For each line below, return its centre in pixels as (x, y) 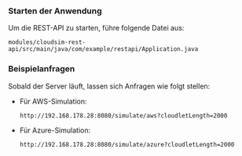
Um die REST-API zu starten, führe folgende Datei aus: (96, 28)
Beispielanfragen (42, 69)
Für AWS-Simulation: (53, 101)
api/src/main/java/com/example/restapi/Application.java (103, 49)
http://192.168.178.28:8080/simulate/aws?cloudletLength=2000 (123, 115)
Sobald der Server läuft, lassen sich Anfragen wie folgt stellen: (109, 86)
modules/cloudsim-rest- (47, 42)
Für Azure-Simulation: (55, 130)
